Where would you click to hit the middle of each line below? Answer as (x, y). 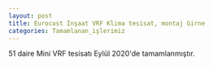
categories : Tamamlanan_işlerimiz (67, 31)
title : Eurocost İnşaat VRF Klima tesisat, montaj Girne (107, 23)
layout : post (30, 16)
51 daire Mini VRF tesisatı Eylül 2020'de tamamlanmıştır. (102, 54)
